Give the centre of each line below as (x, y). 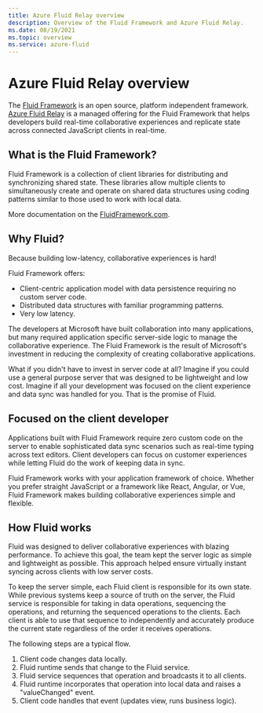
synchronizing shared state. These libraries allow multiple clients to (117, 182)
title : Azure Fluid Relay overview (66, 15)
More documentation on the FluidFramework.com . (89, 214)
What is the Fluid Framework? (82, 155)
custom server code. (53, 296)
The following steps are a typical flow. (69, 644)
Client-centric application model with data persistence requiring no (128, 289)
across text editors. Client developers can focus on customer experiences (128, 454)
